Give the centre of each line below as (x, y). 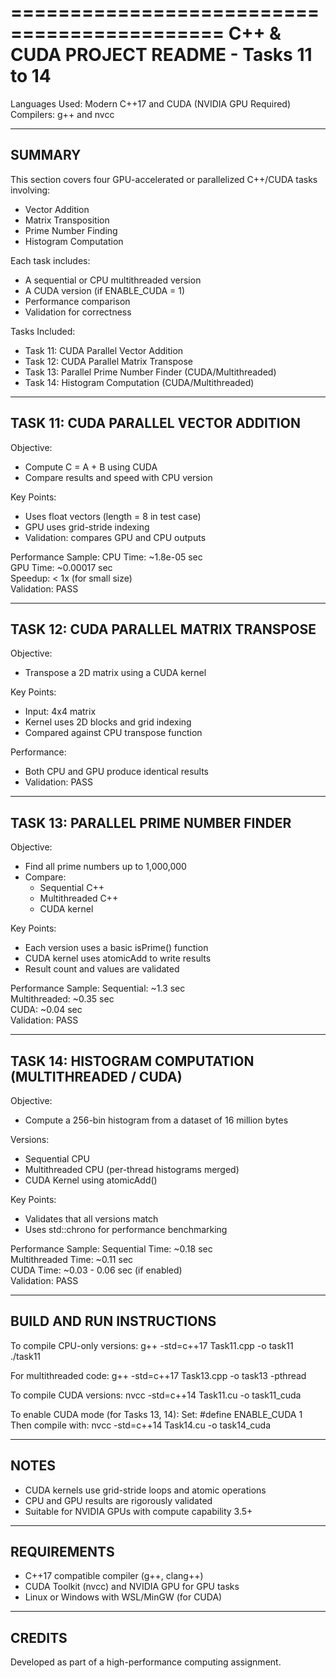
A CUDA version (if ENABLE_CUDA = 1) (105, 290)
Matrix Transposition (67, 220)
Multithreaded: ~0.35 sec (62, 999)
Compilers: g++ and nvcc (62, 114)
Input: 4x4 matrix (60, 712)
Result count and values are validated (102, 969)
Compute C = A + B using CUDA (91, 467)
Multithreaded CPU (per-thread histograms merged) (132, 1169)
